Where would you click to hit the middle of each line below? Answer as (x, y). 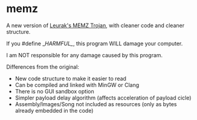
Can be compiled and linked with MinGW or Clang (77, 85)
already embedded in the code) (54, 110)
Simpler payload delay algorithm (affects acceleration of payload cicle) (103, 98)
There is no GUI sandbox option (55, 91)
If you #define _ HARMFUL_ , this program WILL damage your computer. (95, 43)
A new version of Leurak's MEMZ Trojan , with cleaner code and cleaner (95, 25)
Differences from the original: (43, 67)
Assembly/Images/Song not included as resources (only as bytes (96, 104)
